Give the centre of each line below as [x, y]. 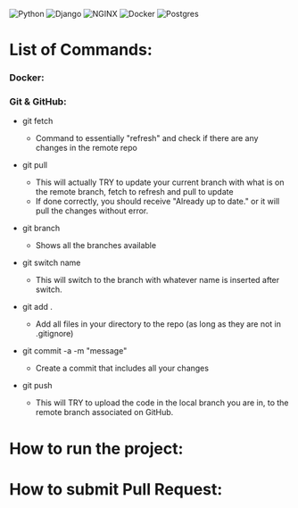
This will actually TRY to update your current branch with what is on [160, 182]
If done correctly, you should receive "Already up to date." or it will [157, 202]
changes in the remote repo [87, 148]
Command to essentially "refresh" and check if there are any [147, 138]
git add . [37, 307]
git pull [34, 165]
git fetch [37, 121]
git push [37, 386]
